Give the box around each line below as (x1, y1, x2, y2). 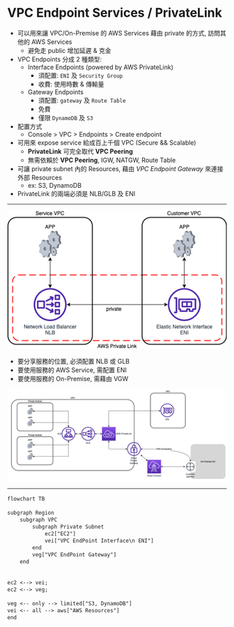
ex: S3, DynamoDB (27, 181, 82, 189)
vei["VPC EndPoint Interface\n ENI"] (44, 538, 155, 545)
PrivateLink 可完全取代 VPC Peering (27, 147, 134, 155)
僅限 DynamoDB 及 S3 (38, 113, 93, 121)
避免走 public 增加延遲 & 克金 (27, 46, 111, 54)
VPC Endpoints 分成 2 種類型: (17, 54, 102, 64)
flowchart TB (7, 496, 45, 503)
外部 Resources (17, 173, 63, 182)
